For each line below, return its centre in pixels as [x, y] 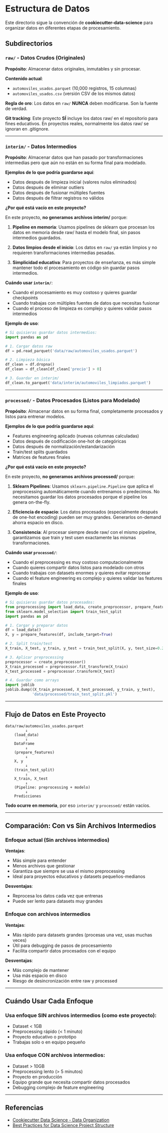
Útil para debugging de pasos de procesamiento [62, 945]
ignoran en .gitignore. [27, 129]
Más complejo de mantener [40, 970]
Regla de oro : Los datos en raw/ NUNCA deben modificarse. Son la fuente [82, 103]
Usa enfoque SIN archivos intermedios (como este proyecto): [81, 1015]
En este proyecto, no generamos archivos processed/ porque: [70, 477]
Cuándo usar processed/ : [31, 553]
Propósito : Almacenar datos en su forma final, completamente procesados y [84, 411]
